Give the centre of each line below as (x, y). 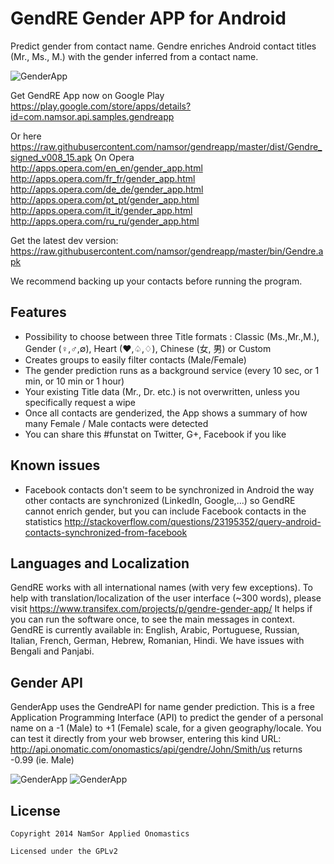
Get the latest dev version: (64, 240)
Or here (26, 136)
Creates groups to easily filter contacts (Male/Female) (135, 359)
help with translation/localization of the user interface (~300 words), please (166, 598)
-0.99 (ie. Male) (42, 760)
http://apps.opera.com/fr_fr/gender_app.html (103, 178)
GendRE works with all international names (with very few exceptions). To (161, 588)
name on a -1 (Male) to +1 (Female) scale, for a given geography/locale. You (166, 728)
